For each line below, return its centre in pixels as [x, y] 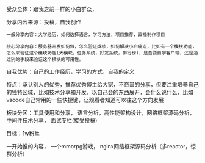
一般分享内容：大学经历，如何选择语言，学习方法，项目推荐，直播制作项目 [86, 35]
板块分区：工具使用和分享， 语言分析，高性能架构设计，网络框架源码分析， [101, 113]
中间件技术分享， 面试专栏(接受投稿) [52, 120]
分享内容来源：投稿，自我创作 [44, 22]
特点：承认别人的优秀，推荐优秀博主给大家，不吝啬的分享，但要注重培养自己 [103, 85]
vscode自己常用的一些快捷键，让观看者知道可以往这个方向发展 [85, 100]
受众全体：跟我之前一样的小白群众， [52, 9]
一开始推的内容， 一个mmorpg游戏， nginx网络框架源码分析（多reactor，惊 [101, 146]
